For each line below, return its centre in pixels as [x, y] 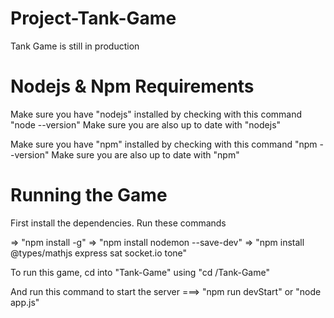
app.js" [25, 302]
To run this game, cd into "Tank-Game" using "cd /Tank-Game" [140, 272]
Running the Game [89, 195]
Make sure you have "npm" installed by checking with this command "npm [164, 144]
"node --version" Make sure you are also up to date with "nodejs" [146, 124]
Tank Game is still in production [75, 46]
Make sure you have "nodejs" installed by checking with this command [156, 114]
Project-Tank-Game [93, 18]
